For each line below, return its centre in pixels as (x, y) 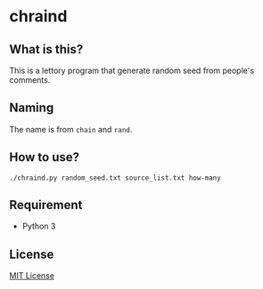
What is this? (46, 49)
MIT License (32, 276)
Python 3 (39, 226)
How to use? (45, 157)
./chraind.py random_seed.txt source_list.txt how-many (115, 178)
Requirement (46, 205)
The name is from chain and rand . (71, 129)
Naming (32, 108)
